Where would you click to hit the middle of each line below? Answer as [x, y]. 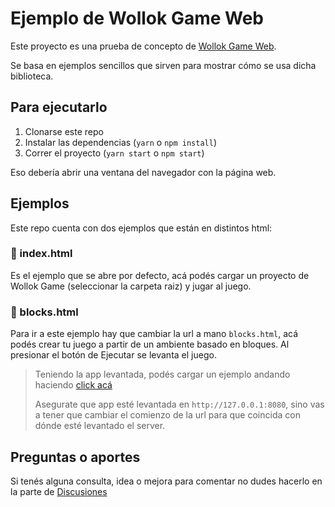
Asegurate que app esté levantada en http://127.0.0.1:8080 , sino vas [179, 404]
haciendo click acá [73, 385]
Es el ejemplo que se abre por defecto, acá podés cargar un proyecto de [160, 275]
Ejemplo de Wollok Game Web [137, 18]
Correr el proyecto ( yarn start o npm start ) [114, 153]
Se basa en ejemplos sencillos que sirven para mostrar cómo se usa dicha [163, 65]
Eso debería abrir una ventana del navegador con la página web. [143, 172]
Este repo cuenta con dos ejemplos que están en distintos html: [141, 228]
